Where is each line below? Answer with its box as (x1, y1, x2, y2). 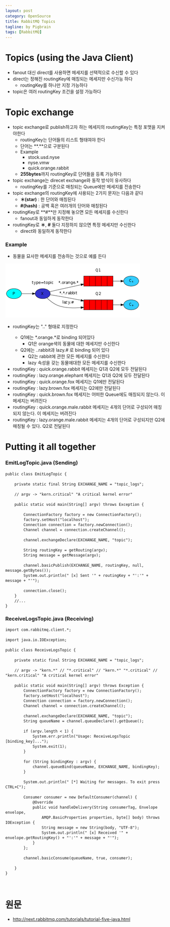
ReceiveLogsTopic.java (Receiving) (5, 615, 94, 622)
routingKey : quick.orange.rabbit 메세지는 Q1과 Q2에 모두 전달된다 (12, 366, 147, 372)
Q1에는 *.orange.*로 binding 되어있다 (20, 334, 95, 340)
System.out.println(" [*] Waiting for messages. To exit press (23, 779, 160, 785)
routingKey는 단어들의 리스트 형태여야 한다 (20, 137, 106, 143)
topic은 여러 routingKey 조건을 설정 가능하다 (12, 89, 101, 95)
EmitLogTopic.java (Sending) (5, 459, 78, 466)
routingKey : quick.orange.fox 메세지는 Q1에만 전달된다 (12, 379, 124, 385)
